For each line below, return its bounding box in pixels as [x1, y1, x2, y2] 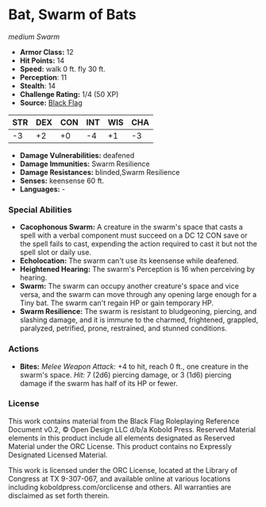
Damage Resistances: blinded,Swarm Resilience [19, 167, 180, 176]
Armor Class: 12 [19, 47, 74, 56]
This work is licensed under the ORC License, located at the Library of [8, 465, 238, 474]
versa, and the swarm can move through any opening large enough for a [19, 290, 257, 300]
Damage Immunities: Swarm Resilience [19, 159, 150, 168]
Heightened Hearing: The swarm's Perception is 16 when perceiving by [19, 265, 256, 274]
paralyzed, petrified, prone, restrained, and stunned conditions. [19, 323, 228, 333]
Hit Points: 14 [19, 56, 65, 65]
